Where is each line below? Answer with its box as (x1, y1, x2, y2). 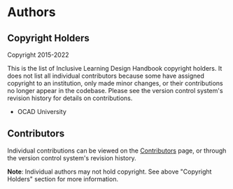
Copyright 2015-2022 (7, 50, 69, 59)
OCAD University (17, 108, 66, 115)
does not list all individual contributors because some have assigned (7, 71, 205, 80)
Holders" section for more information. (7, 174, 119, 183)
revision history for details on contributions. (7, 94, 133, 102)
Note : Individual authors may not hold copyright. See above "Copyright (7, 167, 212, 176)
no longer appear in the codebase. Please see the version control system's (7, 87, 223, 94)
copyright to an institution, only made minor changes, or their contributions (7, 79, 223, 87)
